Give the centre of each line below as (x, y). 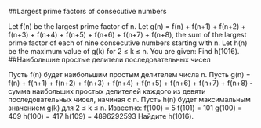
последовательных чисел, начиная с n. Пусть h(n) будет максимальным (129, 100)
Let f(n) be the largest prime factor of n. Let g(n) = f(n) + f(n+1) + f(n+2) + (127, 26)
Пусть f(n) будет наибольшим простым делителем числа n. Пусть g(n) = (129, 75)
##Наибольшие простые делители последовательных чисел (110, 59)
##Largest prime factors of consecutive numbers (87, 11)
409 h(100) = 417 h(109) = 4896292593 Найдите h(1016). (101, 116)
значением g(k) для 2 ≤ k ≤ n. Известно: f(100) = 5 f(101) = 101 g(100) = (125, 108)
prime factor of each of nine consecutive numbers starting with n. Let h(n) (128, 43)
